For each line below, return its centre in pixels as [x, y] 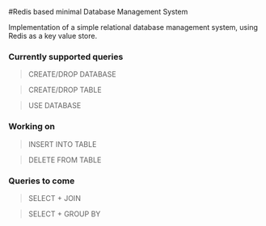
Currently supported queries [66, 56]
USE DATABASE [55, 106]
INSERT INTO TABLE [62, 144]
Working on [32, 127]
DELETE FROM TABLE [65, 160]
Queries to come [42, 181]
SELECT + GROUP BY [64, 214]
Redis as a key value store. [53, 36]
